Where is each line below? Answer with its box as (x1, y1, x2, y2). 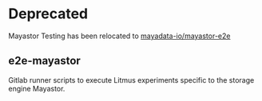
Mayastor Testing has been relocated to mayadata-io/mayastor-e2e (8, 31, 231, 41)
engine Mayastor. (8, 84, 65, 93)
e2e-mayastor (8, 54, 81, 68)
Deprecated (8, 5, 89, 23)
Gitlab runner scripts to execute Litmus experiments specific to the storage (8, 75, 255, 84)
